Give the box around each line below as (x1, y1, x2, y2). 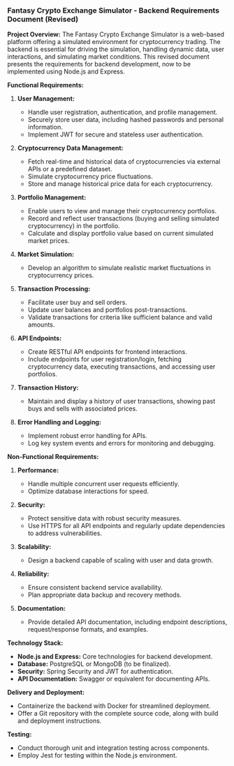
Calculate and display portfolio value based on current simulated (27, 229, 214, 238)
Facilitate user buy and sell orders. (27, 298, 128, 306)
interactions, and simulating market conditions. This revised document (7, 52, 210, 61)
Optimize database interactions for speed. (27, 487, 149, 495)
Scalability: (17, 543, 52, 551)
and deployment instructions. (17, 716, 102, 725)
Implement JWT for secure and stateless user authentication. (27, 130, 204, 139)
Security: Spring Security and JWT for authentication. (17, 667, 174, 676)
